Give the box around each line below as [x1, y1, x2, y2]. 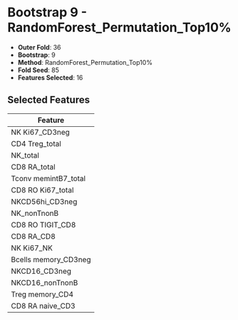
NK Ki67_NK [11, 243, 53, 253]
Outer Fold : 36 [17, 43, 61, 51]
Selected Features [7, 94, 90, 106]
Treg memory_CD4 [11, 289, 73, 299]
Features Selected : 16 [17, 73, 83, 82]
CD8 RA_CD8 [11, 231, 56, 241]
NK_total [11, 150, 39, 160]
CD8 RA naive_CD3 [11, 301, 76, 311]
